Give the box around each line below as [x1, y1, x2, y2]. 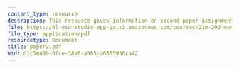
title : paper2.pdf [7, 43, 62, 50]
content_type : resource [7, 10, 78, 18]
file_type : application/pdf [7, 30, 91, 38]
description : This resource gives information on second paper [7, 17, 199, 24]
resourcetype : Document [7, 37, 78, 44]
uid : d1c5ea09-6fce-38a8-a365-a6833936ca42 [7, 50, 139, 57]
